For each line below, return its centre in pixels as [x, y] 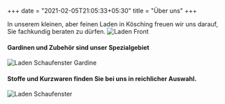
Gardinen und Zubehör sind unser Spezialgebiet [78, 47]
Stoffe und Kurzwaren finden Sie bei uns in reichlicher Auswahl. [102, 78]
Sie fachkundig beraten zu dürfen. [57, 32]
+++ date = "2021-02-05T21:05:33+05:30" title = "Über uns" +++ [102, 11]
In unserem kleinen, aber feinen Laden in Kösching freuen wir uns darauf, [113, 24]
